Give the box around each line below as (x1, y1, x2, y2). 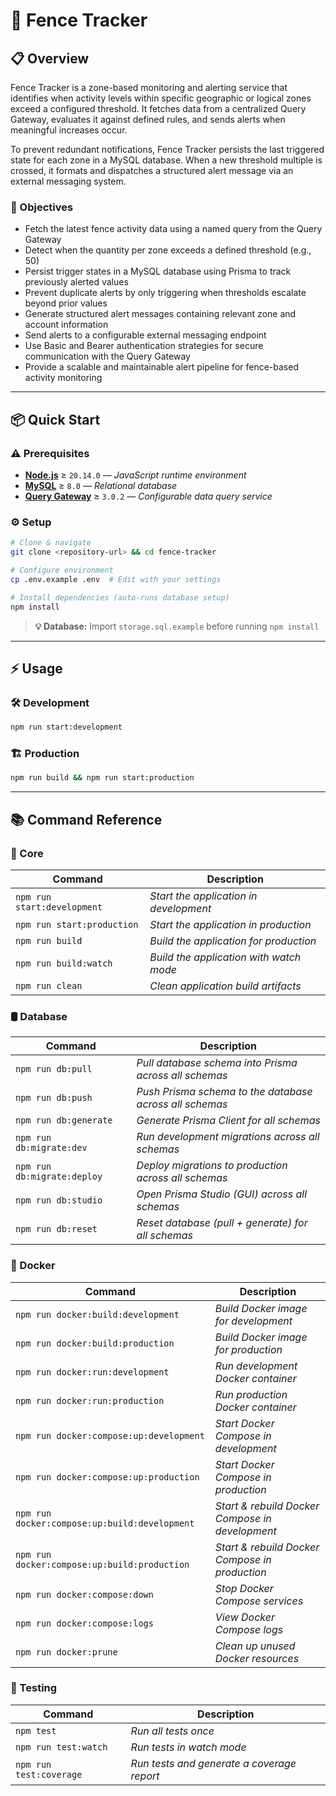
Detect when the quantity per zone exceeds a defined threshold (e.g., (24, 244, 312, 256)
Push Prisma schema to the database (136, 1085, 313, 1099)
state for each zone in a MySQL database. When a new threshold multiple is (10, 154, 323, 166)
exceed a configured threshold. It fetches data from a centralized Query (10, 103, 307, 114)
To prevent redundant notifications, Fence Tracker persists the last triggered (10, 144, 325, 155)
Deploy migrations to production (136, 1159, 288, 1173)
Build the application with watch (149, 950, 302, 964)
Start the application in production (149, 917, 312, 931)
